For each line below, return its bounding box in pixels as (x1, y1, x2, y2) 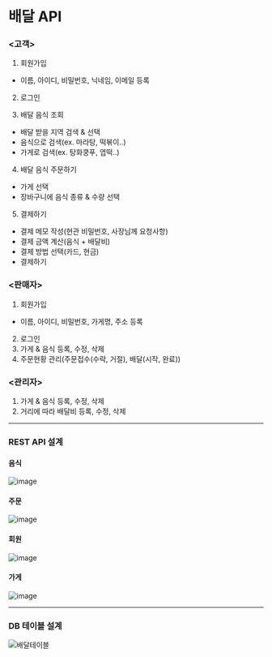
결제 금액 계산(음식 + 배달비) (19, 237, 111, 247)
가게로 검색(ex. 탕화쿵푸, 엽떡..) (19, 148, 120, 157)
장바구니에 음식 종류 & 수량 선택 (19, 192, 120, 202)
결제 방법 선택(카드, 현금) (19, 247, 100, 256)
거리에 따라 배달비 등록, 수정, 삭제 (19, 406, 126, 416)
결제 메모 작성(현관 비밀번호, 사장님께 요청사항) (19, 226, 168, 236)
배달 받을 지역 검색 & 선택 (19, 127, 101, 137)
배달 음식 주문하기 (19, 165, 77, 174)
